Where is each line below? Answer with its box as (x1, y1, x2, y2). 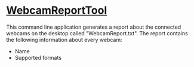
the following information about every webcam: (6, 36, 122, 43)
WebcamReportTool (6, 4, 107, 17)
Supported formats (14, 54, 61, 61)
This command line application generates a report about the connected (6, 23, 181, 31)
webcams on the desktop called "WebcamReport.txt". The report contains (6, 29, 188, 36)
